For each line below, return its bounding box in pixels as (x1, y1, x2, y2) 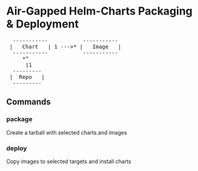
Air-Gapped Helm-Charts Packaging (6, 4, 193, 18)
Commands (6, 97, 51, 107)
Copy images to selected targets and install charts (6, 158, 131, 165)
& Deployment (6, 17, 79, 31)
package (6, 115, 33, 124)
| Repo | (9, 73, 45, 80)
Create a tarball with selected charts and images (6, 129, 127, 136)
